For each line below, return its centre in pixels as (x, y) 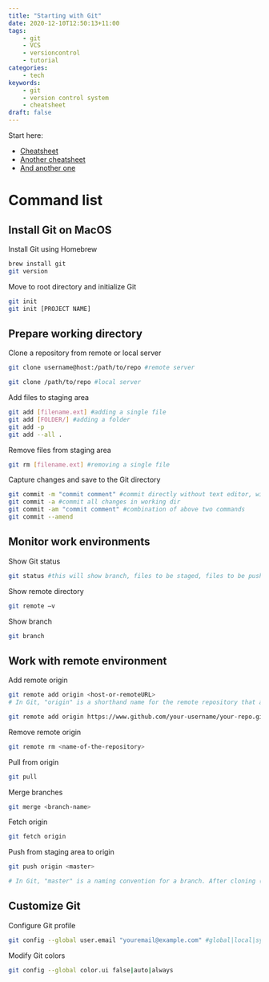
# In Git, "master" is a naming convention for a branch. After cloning (132, 881)
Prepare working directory (75, 333)
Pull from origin (34, 762)
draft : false (30, 113)
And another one (48, 168)
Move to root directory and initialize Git (72, 286)
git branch (26, 636)
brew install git (37, 264)
